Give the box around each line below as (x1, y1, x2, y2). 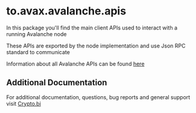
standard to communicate (6, 48, 71, 55)
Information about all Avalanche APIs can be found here (6, 60, 145, 67)
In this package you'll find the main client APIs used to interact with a (6, 24, 178, 31)
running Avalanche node (6, 30, 67, 37)
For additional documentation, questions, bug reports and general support (6, 93, 191, 100)
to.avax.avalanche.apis (6, 4, 127, 18)
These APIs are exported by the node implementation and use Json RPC (6, 42, 186, 49)
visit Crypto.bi (6, 100, 41, 107)
